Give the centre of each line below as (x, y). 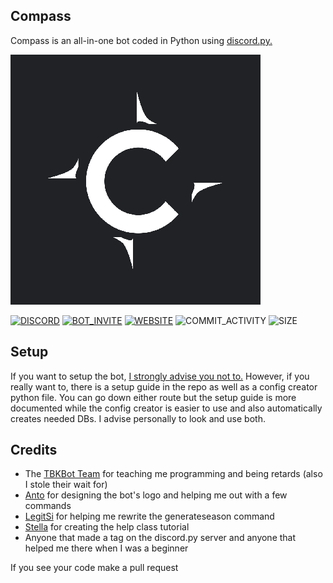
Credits (34, 450)
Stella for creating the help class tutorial (107, 527)
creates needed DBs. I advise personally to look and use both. (138, 418)
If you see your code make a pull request (94, 568)
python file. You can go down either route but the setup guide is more (153, 397)
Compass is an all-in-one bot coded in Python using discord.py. (141, 40)
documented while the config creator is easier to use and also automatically (166, 408)
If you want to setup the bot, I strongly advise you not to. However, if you (160, 376)
